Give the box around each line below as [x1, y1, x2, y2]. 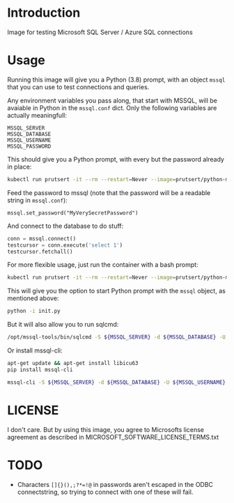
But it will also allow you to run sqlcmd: [7, 320, 119, 329]
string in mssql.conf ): [7, 196, 68, 204]
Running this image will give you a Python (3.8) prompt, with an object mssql [7, 75, 226, 84]
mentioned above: [7, 294, 59, 302]
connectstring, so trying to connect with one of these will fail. [17, 488, 194, 496]
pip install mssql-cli [7, 366, 73, 373]
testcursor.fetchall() [7, 248, 73, 255]
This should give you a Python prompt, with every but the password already [7, 155, 225, 163]
